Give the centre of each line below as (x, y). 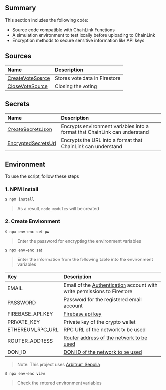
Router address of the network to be (105, 338)
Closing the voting (76, 86)
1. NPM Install (22, 189)
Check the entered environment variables (60, 383)
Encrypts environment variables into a (105, 126)
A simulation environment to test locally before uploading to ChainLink (84, 35)
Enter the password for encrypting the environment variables (79, 241)
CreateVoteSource (29, 78)
